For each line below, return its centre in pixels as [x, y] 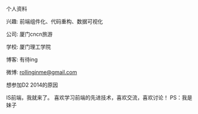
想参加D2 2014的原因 [32, 85]
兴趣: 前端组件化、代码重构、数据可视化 [54, 21]
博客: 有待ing [22, 59]
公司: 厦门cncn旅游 [29, 34]
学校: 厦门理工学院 [29, 47]
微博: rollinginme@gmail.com [42, 72]
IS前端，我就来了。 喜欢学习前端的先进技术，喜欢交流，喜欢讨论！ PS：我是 [99, 98]
